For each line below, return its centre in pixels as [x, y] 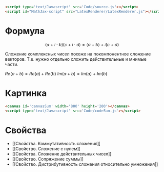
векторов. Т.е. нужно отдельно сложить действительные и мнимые [76, 59]
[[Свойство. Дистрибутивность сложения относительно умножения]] [85, 164]
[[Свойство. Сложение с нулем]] [46, 149]
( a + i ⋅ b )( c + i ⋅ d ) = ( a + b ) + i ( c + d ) [82, 44]
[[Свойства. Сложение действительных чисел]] [62, 154]
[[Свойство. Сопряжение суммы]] [48, 159]
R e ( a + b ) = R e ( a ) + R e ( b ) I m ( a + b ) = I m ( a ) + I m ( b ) [56, 73]
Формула [25, 31]
